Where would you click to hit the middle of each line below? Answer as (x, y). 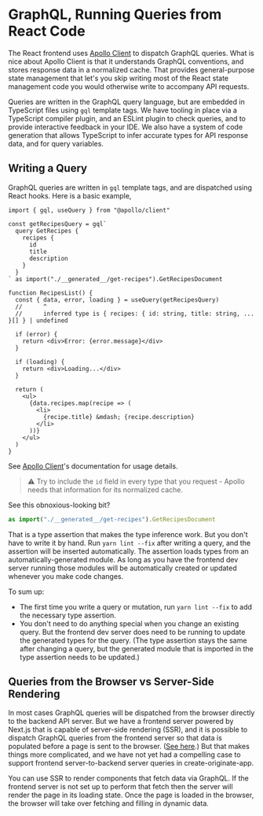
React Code (47, 31)
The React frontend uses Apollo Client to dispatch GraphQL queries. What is (131, 53)
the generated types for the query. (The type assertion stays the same (133, 640)
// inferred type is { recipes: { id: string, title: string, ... (135, 313)
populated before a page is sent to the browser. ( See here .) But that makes (129, 747)
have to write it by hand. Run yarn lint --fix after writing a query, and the (130, 543)
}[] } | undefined (38, 321)
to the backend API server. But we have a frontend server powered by (121, 721)
